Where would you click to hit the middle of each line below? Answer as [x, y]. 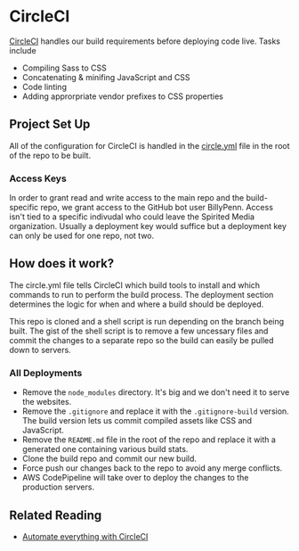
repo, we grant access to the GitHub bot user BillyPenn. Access [157, 208]
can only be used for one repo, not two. [82, 236]
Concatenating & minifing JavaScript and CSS [106, 77]
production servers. [58, 487]
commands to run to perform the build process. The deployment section [141, 294]
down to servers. [40, 350]
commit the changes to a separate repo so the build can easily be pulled [141, 340]
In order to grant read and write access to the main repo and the [127, 198]
